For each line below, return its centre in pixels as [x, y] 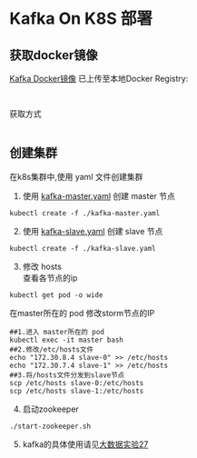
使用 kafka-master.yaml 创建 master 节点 [98, 195]
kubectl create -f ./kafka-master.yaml [85, 213]
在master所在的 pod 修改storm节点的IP [82, 313]
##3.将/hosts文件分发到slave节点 [67, 375]
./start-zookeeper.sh [50, 426]
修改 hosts [42, 266]
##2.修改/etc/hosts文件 [51, 349]
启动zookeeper [50, 409]
